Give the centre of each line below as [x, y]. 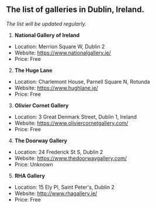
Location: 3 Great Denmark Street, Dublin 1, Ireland [76, 117]
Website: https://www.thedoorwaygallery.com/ [71, 158]
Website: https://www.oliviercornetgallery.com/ [71, 123]
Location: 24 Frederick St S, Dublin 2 [59, 152]
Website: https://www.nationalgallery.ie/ [63, 53]
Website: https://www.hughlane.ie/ [56, 88]
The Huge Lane [33, 70]
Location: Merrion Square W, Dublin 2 [60, 46]
